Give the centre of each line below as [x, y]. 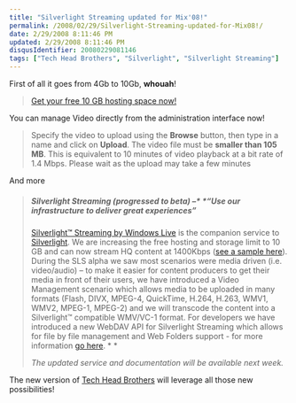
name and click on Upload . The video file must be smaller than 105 [154, 144]
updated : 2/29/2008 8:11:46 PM [67, 42]
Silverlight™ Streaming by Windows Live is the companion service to [155, 232]
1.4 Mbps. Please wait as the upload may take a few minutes [140, 163]
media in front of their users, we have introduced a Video [135, 279]
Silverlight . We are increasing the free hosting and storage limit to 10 [156, 242]
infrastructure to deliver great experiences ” [113, 210]
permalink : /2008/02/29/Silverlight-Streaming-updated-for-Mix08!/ [136, 26]
